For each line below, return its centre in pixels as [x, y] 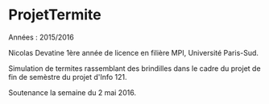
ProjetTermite [55, 15]
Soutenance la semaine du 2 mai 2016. [72, 92]
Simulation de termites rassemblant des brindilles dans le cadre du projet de [134, 68]
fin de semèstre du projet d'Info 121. [68, 77]
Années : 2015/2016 [41, 37]
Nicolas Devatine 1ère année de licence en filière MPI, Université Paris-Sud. [134, 52]
